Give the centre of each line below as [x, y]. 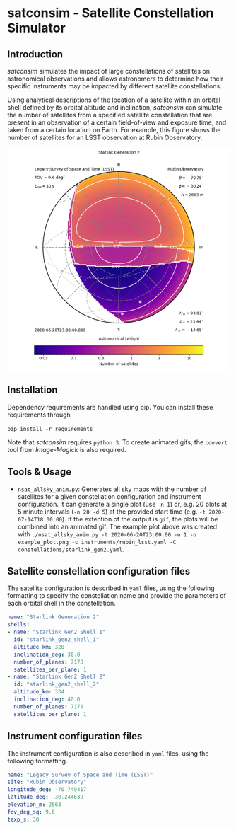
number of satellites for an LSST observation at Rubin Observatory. [105, 137]
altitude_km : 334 [39, 692]
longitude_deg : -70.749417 [47, 790]
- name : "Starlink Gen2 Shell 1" [57, 632]
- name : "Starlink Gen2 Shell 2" [57, 677]
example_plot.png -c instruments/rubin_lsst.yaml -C [97, 542]
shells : [19, 625]
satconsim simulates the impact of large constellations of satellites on [109, 71]
